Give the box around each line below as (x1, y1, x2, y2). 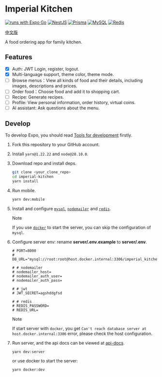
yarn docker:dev (12, 367, 45, 372)
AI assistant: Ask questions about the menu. (12, 105, 100, 111)
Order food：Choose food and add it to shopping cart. (12, 89, 120, 94)
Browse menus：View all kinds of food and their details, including (12, 77, 143, 83)
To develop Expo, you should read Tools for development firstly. (5, 132, 133, 138)
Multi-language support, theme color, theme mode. (12, 71, 114, 77)
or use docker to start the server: (12, 358, 78, 364)
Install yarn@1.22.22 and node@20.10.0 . (12, 151, 88, 157)
